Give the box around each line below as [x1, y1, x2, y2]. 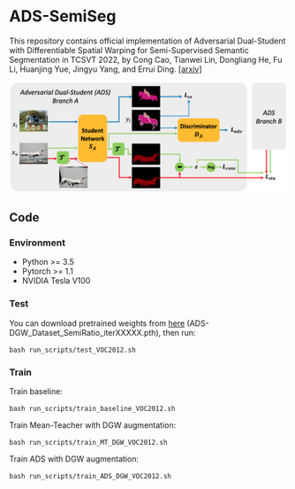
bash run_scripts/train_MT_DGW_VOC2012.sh [9, 439, 168, 447]
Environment [9, 237, 66, 249]
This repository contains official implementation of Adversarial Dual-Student [9, 35, 286, 46]
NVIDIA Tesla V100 [21, 276, 91, 286]
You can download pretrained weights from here [9, 317, 185, 329]
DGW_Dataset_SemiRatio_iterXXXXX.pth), [9, 327, 162, 338]
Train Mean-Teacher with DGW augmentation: [9, 420, 177, 431]
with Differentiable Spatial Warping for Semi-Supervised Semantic [9, 44, 249, 55]
